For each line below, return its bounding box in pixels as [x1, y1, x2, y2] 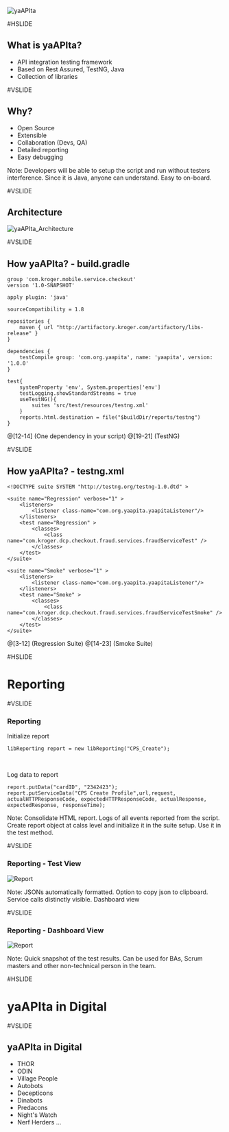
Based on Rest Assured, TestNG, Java [16, 65, 125, 73]
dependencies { [7, 348, 51, 355]
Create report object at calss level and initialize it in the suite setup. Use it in [7, 821, 221, 830]
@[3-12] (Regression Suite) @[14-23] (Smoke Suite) [7, 640, 153, 648]
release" [7, 330, 32, 337]
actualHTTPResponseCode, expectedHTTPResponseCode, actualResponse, [7, 796, 207, 803]
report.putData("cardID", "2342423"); [7, 784, 118, 791]
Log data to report [7, 771, 58, 779]
